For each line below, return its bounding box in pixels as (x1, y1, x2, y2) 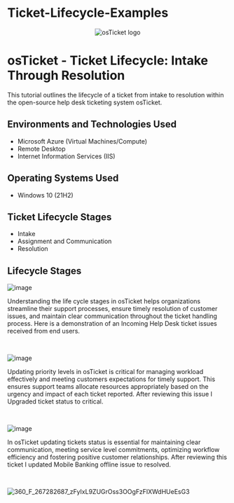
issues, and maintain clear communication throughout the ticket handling (7, 312, 217, 320)
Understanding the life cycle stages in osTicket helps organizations (7, 297, 201, 305)
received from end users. (7, 327, 81, 336)
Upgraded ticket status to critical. (7, 397, 104, 406)
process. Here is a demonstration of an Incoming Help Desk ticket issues (7, 319, 217, 328)
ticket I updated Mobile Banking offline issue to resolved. (7, 460, 172, 469)
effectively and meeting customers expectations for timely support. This (7, 375, 216, 383)
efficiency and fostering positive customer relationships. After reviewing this (7, 453, 228, 462)
